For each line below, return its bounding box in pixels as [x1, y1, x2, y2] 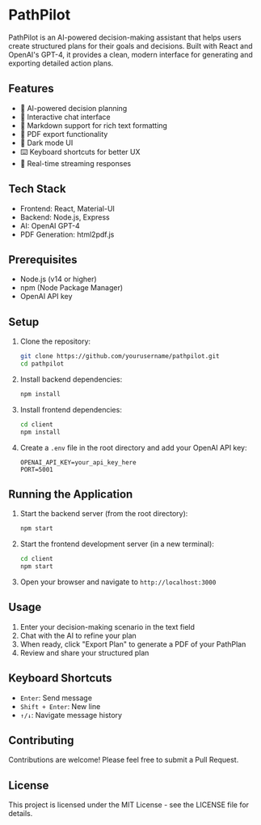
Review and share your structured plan [19, 648, 149, 657]
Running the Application [8, 487, 133, 501]
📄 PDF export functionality [19, 129, 108, 139]
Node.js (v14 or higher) [19, 274, 97, 284]
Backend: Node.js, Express [19, 212, 111, 222]
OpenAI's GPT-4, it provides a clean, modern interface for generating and [8, 49, 253, 59]
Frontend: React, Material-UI [19, 203, 116, 213]
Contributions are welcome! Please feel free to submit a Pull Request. [8, 755, 239, 765]
